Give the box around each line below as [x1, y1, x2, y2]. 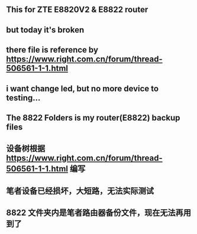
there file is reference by [6, 45, 99, 55]
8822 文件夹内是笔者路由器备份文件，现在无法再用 [6, 208, 191, 218]
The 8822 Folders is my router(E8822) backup [6, 112, 180, 123]
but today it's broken [6, 25, 85, 35]
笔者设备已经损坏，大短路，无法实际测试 [6, 186, 154, 196]
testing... [6, 93, 41, 103]
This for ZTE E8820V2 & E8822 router [6, 5, 148, 15]
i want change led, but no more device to [6, 83, 159, 93]
